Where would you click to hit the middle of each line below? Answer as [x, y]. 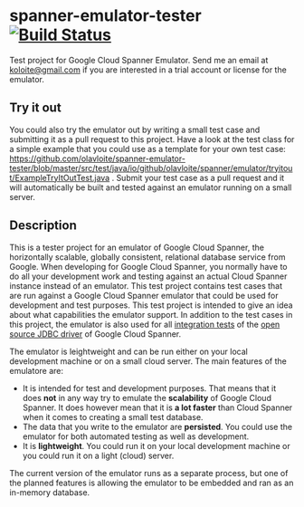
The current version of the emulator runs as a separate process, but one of [149, 473]
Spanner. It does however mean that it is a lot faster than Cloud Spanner [157, 407]
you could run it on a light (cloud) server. [98, 455]
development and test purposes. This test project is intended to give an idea [151, 305]
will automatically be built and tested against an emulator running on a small [151, 187]
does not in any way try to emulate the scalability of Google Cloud [147, 397]
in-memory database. [50, 492]
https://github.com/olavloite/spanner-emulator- [97, 158]
